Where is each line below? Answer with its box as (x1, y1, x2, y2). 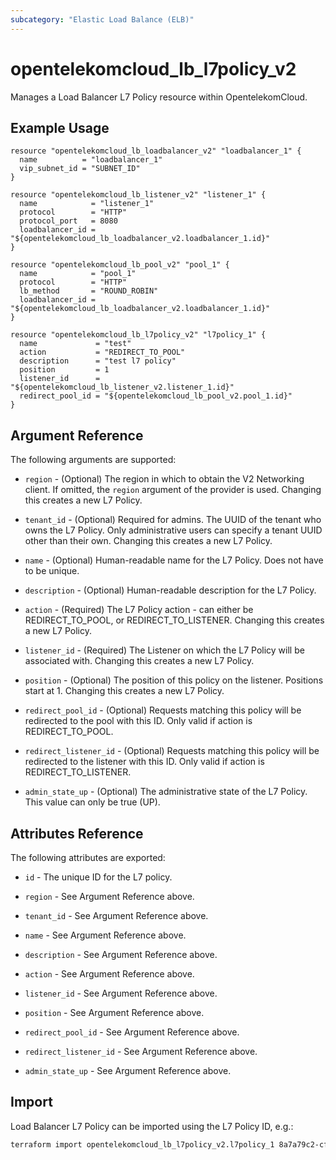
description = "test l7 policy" (19, 356, 177, 366)
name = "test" (19, 339, 132, 349)
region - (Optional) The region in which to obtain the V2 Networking (24, 473, 305, 485)
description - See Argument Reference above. (24, 949, 218, 960)
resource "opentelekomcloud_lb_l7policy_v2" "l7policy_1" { (10, 330, 267, 340)
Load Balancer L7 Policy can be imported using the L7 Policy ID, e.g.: (10, 1120, 294, 1132)
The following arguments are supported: (10, 454, 177, 466)
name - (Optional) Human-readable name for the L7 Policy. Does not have (24, 554, 324, 566)
